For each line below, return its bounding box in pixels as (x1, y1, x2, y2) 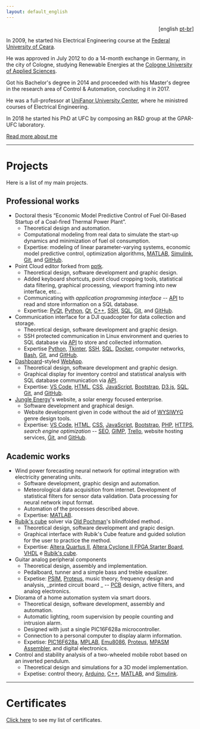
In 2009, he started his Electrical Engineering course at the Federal (6, 36, 170, 44)
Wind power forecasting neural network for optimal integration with (14, 467, 180, 475)
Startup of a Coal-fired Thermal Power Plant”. (14, 219, 127, 226)
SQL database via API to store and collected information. (23, 339, 162, 346)
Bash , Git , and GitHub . (23, 352, 79, 359)
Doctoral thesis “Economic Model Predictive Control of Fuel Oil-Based (14, 212, 186, 219)
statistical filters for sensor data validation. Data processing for (23, 493, 179, 500)
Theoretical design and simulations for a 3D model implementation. (23, 664, 189, 671)
